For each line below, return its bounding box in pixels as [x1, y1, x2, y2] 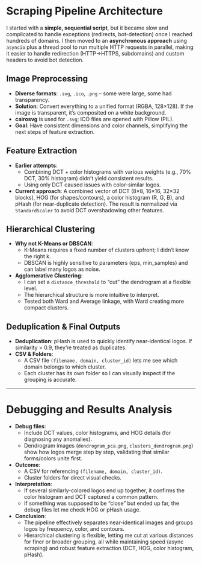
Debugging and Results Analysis [6, 403, 173, 417]
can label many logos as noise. [23, 265, 101, 273]
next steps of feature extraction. [14, 128, 95, 135]
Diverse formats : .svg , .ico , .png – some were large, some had [14, 89, 173, 97]
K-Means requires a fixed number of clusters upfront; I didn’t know [23, 246, 189, 254]
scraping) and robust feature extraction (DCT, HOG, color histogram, [23, 545, 194, 552]
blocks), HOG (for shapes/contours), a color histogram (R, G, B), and [14, 194, 185, 201]
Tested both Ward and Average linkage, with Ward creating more [23, 297, 185, 305]
